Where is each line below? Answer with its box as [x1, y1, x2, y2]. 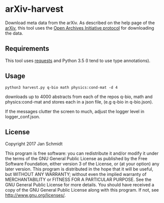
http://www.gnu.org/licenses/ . [5, 192, 66, 198]
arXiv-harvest [5, 3, 64, 15]
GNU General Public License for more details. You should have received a [5, 182, 154, 188]
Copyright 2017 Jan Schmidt [5, 141, 63, 147]
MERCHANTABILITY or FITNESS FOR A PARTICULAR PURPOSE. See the [5, 176, 152, 183]
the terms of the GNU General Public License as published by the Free [5, 156, 148, 162]
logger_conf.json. [5, 113, 40, 119]
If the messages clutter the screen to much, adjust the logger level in [5, 108, 144, 114]
